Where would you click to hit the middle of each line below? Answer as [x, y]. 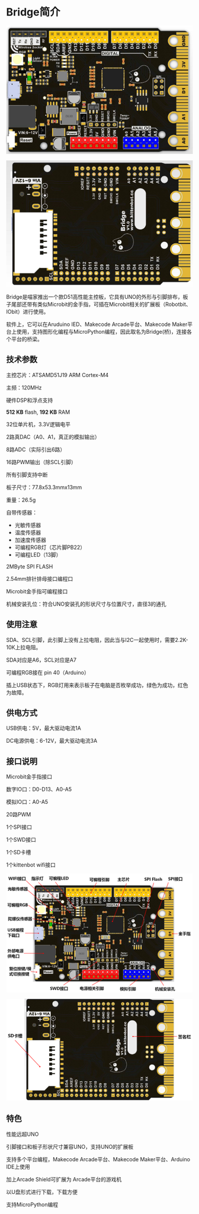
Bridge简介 [33, 12]
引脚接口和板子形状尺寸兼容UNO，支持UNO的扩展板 [70, 1146]
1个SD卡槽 [19, 852]
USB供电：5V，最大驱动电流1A [44, 728]
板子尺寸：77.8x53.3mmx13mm [44, 487]
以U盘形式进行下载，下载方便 [42, 1191]
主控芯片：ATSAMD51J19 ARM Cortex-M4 [57, 375]
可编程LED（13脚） [38, 554]
